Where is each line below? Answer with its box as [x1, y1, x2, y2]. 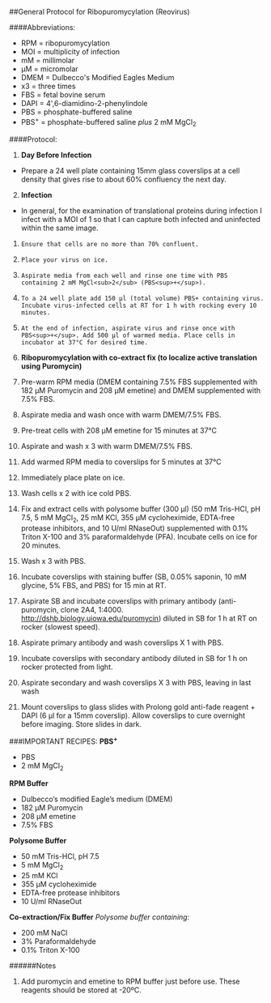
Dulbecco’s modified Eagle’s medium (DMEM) [20, 794, 173, 804]
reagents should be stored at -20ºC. [20, 984, 142, 995]
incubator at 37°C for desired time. [20, 339, 149, 347]
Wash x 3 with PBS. [20, 557, 87, 566]
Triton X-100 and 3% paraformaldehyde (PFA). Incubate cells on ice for [20, 532, 258, 542]
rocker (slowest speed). [20, 622, 100, 632]
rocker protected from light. [20, 662, 113, 672]
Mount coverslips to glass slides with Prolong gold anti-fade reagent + [20, 702, 256, 712]
